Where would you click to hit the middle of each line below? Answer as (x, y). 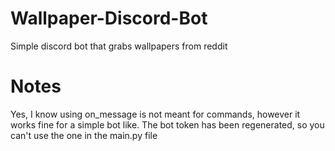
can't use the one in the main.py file (84, 135)
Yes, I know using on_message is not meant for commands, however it (155, 114)
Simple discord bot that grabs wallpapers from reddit (119, 46)
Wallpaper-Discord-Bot (109, 18)
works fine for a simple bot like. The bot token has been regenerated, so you (167, 124)
